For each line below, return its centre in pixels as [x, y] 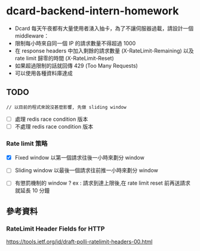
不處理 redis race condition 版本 [54, 126]
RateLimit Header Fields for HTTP [56, 228]
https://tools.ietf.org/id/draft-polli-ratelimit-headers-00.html [79, 242]
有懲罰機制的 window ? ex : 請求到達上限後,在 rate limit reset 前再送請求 [103, 183]
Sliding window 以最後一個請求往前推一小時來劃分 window [86, 170]
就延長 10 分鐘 [32, 191]
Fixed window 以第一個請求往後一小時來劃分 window [79, 158]
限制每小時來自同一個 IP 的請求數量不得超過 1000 [75, 43]
